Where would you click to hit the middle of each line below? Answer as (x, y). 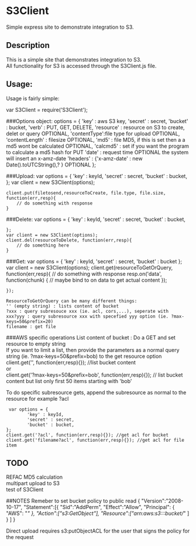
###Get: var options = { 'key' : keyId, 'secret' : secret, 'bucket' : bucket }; (94, 261)
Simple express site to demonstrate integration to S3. (70, 27)
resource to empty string (36, 343)
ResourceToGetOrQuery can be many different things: (72, 301)
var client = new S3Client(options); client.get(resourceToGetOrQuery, (90, 267)
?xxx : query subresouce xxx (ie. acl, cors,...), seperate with (87, 311)
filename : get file (31, 326)
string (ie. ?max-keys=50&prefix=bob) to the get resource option (84, 356)
